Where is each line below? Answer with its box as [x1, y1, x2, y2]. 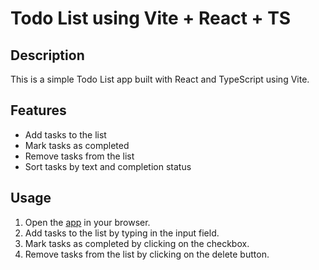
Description [10, 47, 85, 64]
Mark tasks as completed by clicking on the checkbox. [24, 237, 250, 249]
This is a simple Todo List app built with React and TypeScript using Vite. [10, 73, 310, 85]
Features [10, 102, 67, 119]
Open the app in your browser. [24, 216, 151, 228]
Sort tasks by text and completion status [24, 160, 192, 172]
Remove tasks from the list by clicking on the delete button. [24, 248, 270, 260]
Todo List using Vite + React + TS [10, 7, 292, 30]
